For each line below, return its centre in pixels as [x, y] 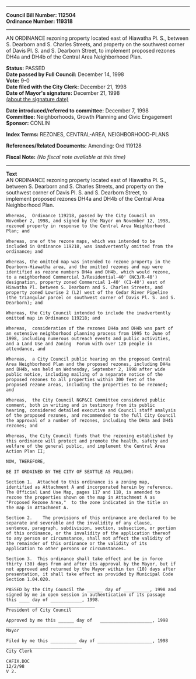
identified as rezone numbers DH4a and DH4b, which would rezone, [88, 272]
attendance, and [26, 349]
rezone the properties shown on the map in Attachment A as [81, 498]
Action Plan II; [26, 451]
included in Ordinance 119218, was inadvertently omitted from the [90, 246]
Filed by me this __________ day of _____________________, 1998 [87, 641]
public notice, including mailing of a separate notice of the [85, 375]
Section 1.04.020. [28, 579]
